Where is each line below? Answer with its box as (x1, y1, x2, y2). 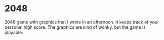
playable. (4, 29, 23, 35)
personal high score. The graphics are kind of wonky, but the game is (4, 24, 146, 30)
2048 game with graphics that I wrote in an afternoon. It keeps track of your (4, 19, 159, 25)
